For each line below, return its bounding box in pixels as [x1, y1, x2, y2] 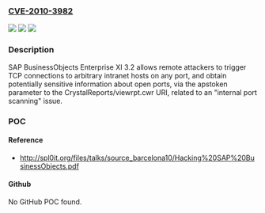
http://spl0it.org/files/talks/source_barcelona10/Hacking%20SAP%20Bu [19, 153, 256, 162]
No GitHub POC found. [8, 196, 82, 207]
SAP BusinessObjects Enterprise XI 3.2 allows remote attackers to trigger [8, 62, 247, 72]
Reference [8, 135, 44, 145]
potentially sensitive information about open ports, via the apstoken [8, 79, 228, 89]
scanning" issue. [8, 96, 63, 105]
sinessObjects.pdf [19, 161, 79, 171]
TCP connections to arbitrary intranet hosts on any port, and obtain [8, 70, 227, 80]
